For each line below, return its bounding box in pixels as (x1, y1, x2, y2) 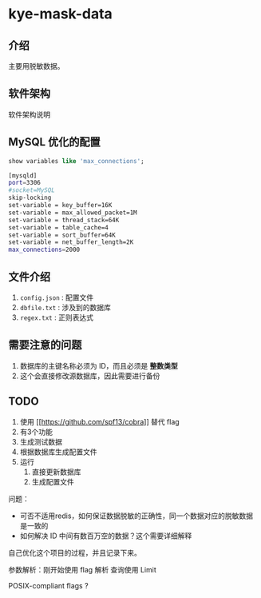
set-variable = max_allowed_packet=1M (8, 209, 137, 217)
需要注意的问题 (8, 338, 82, 352)
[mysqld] (8, 171, 38, 180)
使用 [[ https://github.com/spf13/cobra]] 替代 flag (19, 417, 180, 426)
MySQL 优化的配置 (8, 135, 101, 149)
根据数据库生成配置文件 (19, 447, 97, 456)
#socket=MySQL (8, 186, 56, 194)
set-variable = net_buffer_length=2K (8, 238, 134, 246)
